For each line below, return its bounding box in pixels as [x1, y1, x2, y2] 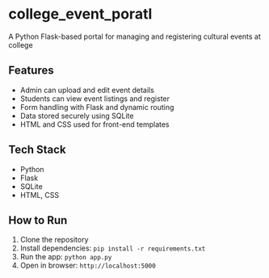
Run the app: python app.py [19, 252, 112, 262]
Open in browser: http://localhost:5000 [19, 260, 156, 271]
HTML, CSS [19, 190, 59, 200]
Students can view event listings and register [19, 94, 170, 103]
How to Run [8, 213, 68, 227]
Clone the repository [19, 235, 89, 245]
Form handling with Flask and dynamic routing [19, 102, 174, 112]
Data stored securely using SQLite [19, 111, 134, 120]
